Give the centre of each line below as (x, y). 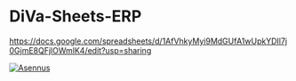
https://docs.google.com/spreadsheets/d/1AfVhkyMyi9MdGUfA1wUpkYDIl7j (148, 41)
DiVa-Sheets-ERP (76, 16)
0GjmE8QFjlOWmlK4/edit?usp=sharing (80, 50)
